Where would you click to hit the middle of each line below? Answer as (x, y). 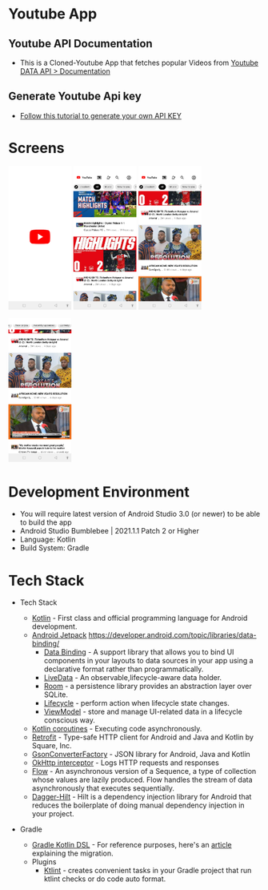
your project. (53, 814)
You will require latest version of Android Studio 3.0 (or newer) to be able (140, 514)
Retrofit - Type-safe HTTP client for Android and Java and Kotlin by (143, 737)
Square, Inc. (52, 746)
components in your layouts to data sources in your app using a (148, 661)
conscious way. (70, 720)
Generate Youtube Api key (75, 97)
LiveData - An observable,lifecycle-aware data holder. (133, 678)
